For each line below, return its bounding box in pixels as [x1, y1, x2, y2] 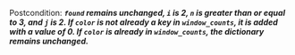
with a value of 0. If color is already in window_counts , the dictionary [9, 27, 265, 36]
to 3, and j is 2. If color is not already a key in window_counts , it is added [9, 17, 279, 27]
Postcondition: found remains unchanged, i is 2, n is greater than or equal [9, 8, 286, 18]
